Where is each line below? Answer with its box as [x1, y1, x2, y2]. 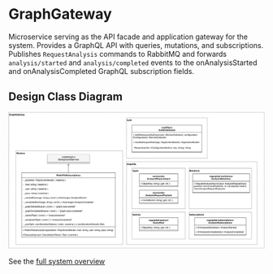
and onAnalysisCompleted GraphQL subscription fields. [8, 66, 195, 76]
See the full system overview [8, 256, 106, 266]
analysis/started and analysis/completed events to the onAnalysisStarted [8, 58, 258, 67]
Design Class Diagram [8, 90, 123, 104]
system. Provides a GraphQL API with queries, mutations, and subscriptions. [8, 40, 264, 50]
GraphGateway [8, 5, 112, 24]
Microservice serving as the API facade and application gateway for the [8, 32, 249, 41]
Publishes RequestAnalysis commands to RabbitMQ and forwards [8, 49, 227, 59]
